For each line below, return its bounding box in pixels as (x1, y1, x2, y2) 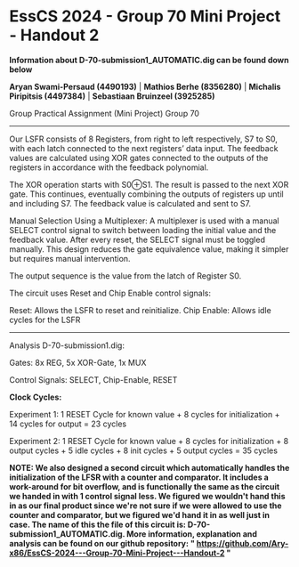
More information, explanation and (125, 528, 258, 539)
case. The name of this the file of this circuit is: (9, 519, 187, 530)
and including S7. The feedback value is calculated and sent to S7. (9, 198, 252, 208)
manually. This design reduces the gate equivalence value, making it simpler (9, 243, 289, 255)
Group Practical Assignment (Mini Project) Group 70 (9, 108, 200, 118)
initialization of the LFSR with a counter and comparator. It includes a (9, 472, 269, 482)
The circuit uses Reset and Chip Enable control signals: (9, 288, 212, 298)
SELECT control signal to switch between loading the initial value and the (9, 224, 277, 235)
